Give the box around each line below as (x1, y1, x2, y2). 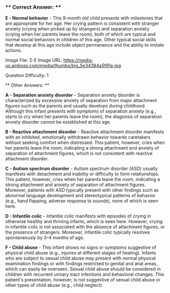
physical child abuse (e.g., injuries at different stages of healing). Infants (5, 250, 156, 256)
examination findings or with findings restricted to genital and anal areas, (5, 261, 158, 267)
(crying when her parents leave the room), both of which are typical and (5, 31, 156, 38)
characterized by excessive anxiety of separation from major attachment (5, 97, 157, 103)
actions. (5, 47, 22, 54)
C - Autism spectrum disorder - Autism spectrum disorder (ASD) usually (5, 166, 158, 172)
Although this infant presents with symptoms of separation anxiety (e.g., (5, 108, 156, 115)
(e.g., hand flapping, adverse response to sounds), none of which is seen (5, 198, 158, 204)
